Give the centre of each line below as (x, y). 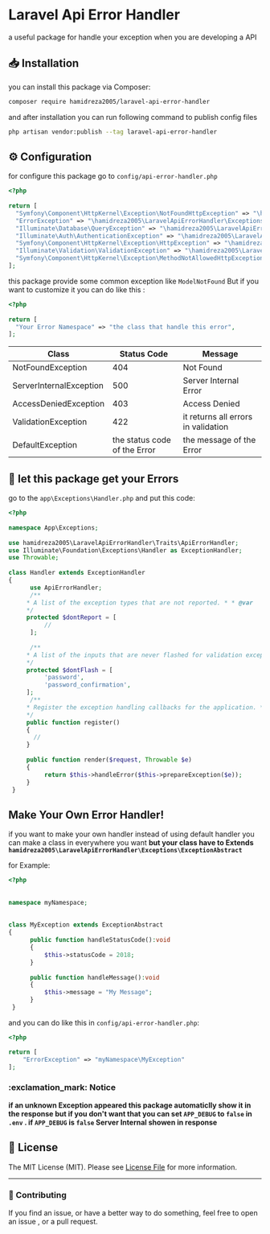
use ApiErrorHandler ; (66, 588)
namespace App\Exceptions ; (53, 528)
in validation (206, 427)
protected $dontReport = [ (71, 617)
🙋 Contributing (37, 1195)
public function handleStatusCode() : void (100, 940)
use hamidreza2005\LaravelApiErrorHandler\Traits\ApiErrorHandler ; (124, 543)
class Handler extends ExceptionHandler (77, 573)
